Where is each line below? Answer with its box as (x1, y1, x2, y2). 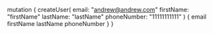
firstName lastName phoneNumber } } (7, 20, 114, 27)
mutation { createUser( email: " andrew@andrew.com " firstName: (7, 6, 189, 13)
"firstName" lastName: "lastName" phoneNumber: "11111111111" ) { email (7, 13, 207, 21)
